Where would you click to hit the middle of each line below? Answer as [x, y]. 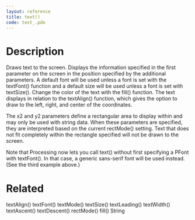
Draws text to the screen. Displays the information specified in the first [91, 67]
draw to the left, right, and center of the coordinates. [69, 105]
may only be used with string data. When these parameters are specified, [94, 122]
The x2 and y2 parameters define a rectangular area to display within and [94, 116]
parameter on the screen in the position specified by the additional [86, 74]
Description [35, 51]
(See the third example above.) [43, 165]
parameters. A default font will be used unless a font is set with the [86, 80]
